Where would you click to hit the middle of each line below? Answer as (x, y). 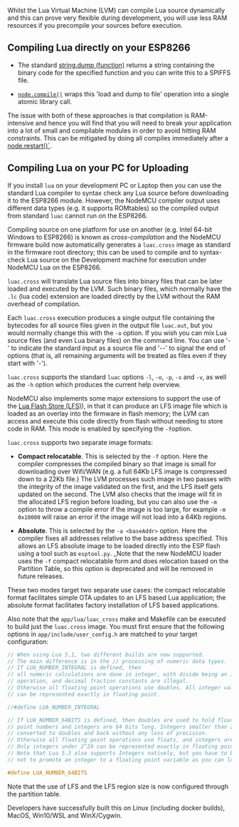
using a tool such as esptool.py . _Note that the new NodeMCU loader (119, 553)
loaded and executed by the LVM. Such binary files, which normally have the (119, 289)
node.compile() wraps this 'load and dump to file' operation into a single (123, 94)
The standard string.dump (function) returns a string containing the (116, 65)
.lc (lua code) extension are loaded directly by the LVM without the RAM (114, 296)
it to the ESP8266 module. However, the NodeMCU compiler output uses (114, 200)
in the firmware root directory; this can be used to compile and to (103, 252)
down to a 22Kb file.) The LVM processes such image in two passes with (124, 479)
